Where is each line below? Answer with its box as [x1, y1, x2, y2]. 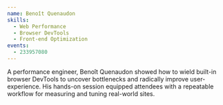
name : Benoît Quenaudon [7, 10, 76, 17]
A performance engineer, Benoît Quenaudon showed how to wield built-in [7, 67, 217, 76]
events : [7, 42, 30, 49]
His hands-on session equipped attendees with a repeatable [42, 82, 214, 90]
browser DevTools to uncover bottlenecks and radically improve [7, 75, 188, 83]
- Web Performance [13, 23, 67, 30]
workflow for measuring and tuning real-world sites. [7, 89, 155, 97]
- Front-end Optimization [13, 36, 88, 43]
